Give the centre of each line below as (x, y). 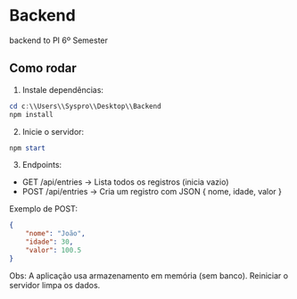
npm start (28, 148)
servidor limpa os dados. (55, 285)
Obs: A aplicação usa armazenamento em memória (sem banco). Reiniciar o (148, 275)
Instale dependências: (63, 89)
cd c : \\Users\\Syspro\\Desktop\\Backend (86, 106)
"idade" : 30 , (49, 242)
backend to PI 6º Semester (59, 40)
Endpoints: (42, 165)
